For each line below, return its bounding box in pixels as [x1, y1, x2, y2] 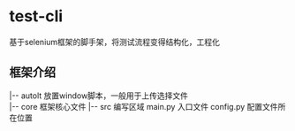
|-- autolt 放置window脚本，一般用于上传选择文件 [9, 90, 188, 101]
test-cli [9, 6, 64, 27]
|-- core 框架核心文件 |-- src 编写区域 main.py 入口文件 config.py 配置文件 [9, 101, 278, 112]
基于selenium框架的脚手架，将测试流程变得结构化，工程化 [9, 36, 221, 47]
